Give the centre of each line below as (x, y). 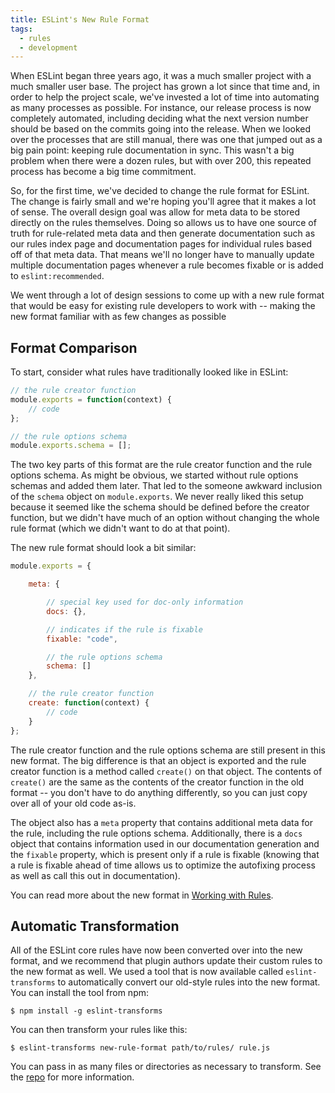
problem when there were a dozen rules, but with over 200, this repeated (161, 161)
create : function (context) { (89, 703)
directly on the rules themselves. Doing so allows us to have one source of (163, 223)
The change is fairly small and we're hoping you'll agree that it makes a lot (163, 202)
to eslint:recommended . (57, 276)
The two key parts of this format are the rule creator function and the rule (161, 465)
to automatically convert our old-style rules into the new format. (189, 982)
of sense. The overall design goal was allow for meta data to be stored (155, 212)
